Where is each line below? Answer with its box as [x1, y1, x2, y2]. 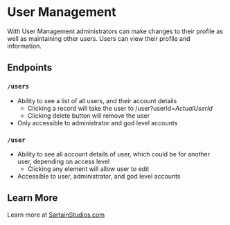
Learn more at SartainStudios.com [7, 210, 105, 219]
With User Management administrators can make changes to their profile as [7, 27, 224, 35]
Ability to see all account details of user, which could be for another [17, 150, 211, 158]
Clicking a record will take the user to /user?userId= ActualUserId [27, 104, 213, 112]
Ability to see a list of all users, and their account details [17, 96, 177, 105]
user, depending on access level [17, 157, 110, 165]
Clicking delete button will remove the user [27, 111, 150, 120]
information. [7, 42, 42, 50]
